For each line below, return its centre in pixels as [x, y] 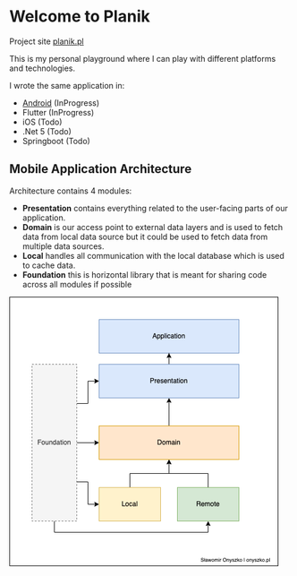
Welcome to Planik [80, 17]
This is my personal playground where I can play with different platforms [143, 58]
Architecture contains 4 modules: [71, 191]
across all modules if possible [77, 284]
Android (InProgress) [61, 103]
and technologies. [42, 68]
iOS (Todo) [42, 122]
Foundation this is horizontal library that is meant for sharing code [144, 274]
